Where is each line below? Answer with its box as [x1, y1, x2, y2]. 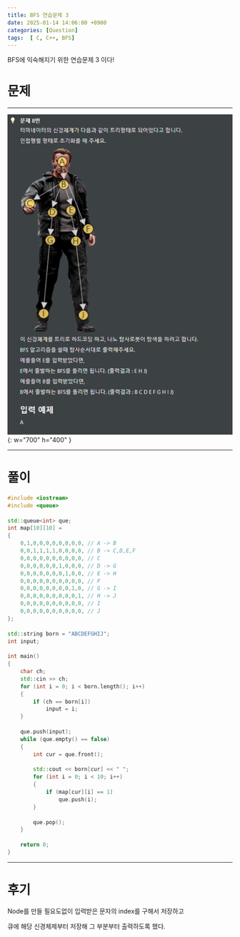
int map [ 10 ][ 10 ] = [7, 525, 62, 532]
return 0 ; [20, 841, 50, 848]
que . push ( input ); [20, 728, 72, 735]
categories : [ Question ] [7, 26, 79, 34]
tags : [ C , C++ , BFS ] [7, 34, 75, 41]
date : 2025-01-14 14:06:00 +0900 [7, 19, 107, 26]
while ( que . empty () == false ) [20, 735, 111, 743]
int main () [7, 653, 40, 660]
